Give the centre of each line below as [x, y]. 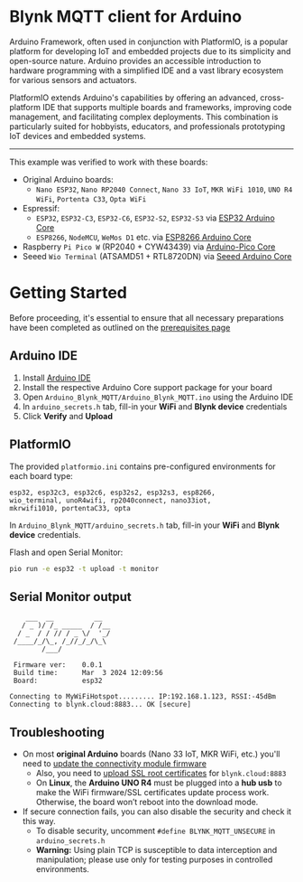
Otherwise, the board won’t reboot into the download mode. [147, 802]
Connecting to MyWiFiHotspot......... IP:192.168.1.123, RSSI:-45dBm [143, 697]
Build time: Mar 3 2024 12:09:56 [88, 673]
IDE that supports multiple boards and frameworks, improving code [167, 107]
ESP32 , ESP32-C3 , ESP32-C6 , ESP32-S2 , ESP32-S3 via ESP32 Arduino [155, 218]
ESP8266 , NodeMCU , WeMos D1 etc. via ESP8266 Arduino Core [143, 237]
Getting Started [69, 293]
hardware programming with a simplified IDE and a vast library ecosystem [147, 70]
